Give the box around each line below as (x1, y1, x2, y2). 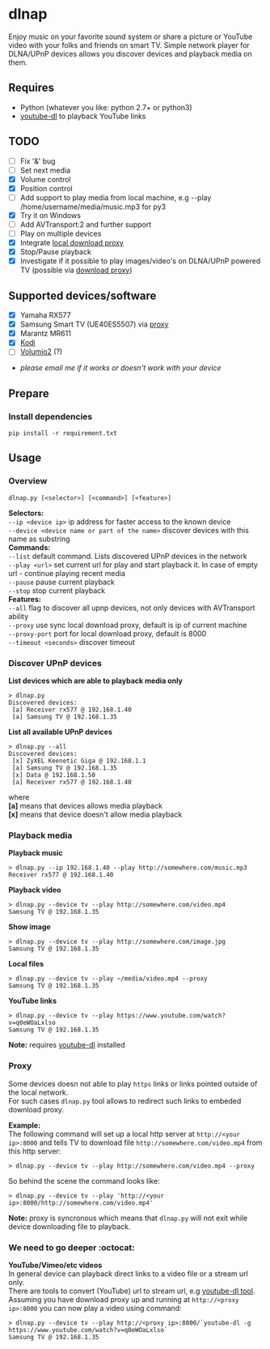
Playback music (8, 848, 63, 858)
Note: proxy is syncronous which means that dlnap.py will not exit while (8, 1213, 248, 1223)
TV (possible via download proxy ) (19, 265, 133, 275)
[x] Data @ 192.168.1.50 (11, 771, 95, 779)
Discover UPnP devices (8, 657, 103, 668)
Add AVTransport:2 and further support (19, 220, 152, 229)
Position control (19, 183, 73, 193)
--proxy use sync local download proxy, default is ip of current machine (8, 620, 247, 630)
